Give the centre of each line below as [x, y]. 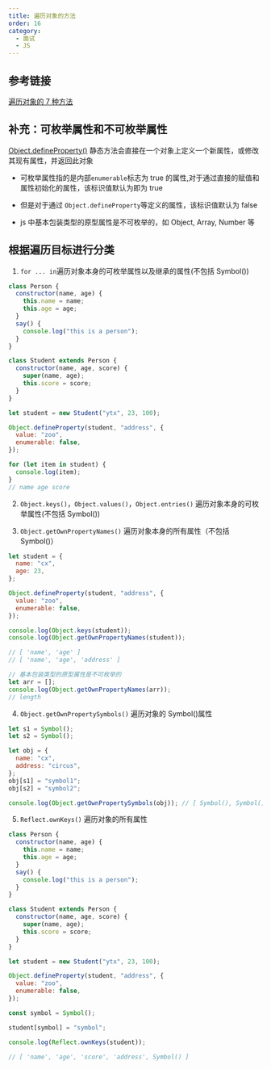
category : [25, 31]
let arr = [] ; [32, 682]
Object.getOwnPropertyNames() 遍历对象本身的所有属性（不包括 [125, 530]
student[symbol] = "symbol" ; [57, 1027]
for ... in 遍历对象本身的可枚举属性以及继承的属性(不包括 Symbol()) [135, 270]
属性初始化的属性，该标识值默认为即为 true [92, 187]
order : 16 [25, 23]
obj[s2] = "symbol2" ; [45, 788]
